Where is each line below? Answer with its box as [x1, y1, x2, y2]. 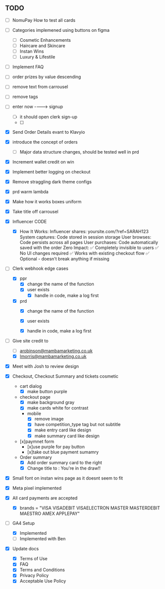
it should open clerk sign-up [19, 114, 78, 120]
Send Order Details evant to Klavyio [12, 129, 85, 135]
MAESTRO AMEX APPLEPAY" [19, 510, 80, 516]
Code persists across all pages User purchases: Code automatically [19, 240, 159, 246]
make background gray [27, 400, 75, 406]
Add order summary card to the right [27, 459, 103, 465]
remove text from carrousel [12, 84, 68, 90]
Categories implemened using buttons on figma [12, 27, 110, 33]
